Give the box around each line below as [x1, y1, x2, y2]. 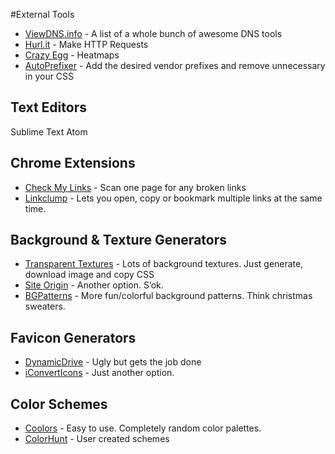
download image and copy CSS [24, 269, 155, 281]
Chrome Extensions [10, 155, 136, 172]
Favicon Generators [10, 329, 137, 346]
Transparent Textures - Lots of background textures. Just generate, [24, 258, 304, 270]
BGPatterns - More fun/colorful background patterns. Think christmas [24, 290, 313, 302]
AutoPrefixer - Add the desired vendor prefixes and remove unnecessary [24, 60, 326, 71]
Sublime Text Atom [10, 125, 88, 138]
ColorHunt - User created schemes [24, 433, 170, 445]
